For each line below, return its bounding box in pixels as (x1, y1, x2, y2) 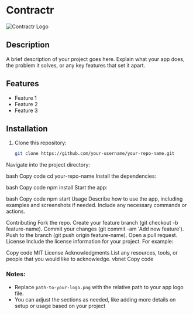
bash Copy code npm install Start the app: (6, 184, 108, 191)
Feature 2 (14, 100, 38, 107)
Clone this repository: (14, 139, 67, 147)
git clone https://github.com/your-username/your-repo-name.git (14, 151, 175, 157)
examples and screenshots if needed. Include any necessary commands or (6, 202, 187, 209)
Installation (6, 124, 48, 134)
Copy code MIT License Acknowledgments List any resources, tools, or (6, 249, 178, 256)
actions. (6, 208, 25, 215)
